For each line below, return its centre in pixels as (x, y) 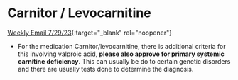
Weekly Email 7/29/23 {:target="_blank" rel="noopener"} (90, 33)
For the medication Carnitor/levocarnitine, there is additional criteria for (121, 46)
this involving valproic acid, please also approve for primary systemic (121, 54)
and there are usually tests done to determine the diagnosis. (106, 69)
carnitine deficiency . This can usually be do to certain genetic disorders (124, 61)
